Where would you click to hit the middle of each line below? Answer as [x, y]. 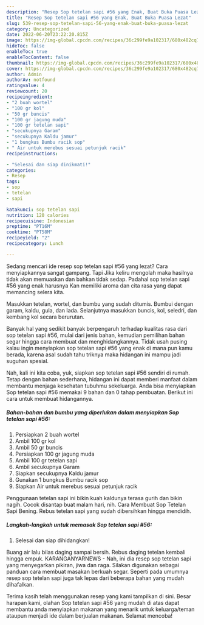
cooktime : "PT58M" [29, 232]
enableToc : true [27, 52]
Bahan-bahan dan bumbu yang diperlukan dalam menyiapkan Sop [93, 412]
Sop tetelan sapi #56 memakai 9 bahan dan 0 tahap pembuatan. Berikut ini [100, 392]
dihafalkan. [20, 584]
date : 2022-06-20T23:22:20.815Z [47, 35]
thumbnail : [20, 63]
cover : [15, 69]
